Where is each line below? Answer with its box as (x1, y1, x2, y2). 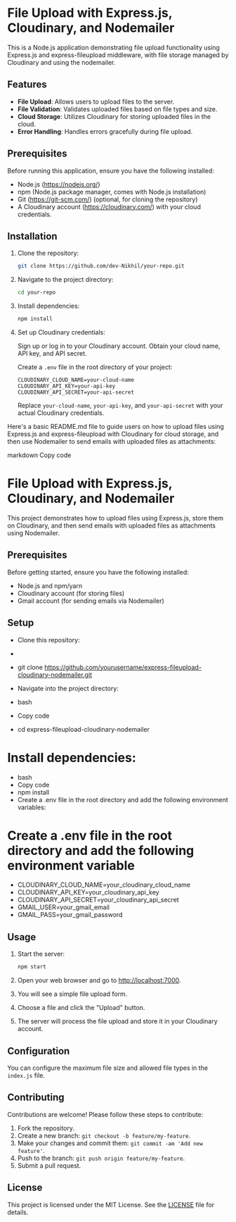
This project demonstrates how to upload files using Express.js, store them (7, 513, 223, 522)
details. (7, 1208, 29, 1216)
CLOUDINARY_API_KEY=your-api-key (17, 382, 116, 389)
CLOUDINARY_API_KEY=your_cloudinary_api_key (17, 888, 159, 897)
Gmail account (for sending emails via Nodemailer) (17, 597, 165, 605)
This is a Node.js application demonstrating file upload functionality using (7, 43, 220, 51)
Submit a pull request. (17, 1161, 81, 1170)
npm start (17, 964, 47, 971)
